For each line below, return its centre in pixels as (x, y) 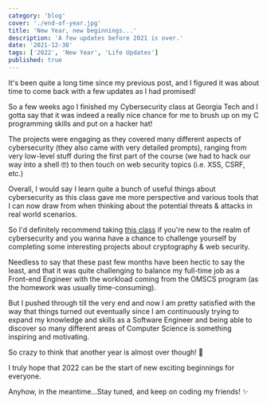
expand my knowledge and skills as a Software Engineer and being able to (130, 320)
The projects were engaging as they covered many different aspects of (125, 139)
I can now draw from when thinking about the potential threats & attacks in (131, 206)
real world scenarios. (43, 214)
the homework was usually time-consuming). (82, 287)
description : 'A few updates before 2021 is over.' (96, 38)
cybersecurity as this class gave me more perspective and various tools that (133, 197)
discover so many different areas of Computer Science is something (120, 328)
